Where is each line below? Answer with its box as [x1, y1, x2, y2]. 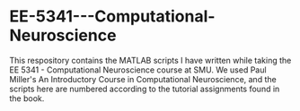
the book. [9, 92, 45, 104]
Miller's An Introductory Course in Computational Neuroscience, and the [9, 73, 277, 84]
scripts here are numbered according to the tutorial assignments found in [9, 83, 280, 94]
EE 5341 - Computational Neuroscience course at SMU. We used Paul [9, 64, 267, 75]
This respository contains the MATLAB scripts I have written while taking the [9, 55, 292, 65]
